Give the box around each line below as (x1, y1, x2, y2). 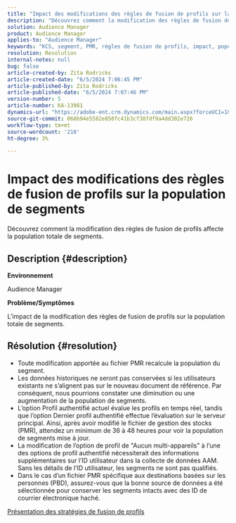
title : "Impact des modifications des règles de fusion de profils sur (7, 10, 221, 18)
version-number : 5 (7, 96, 61, 103)
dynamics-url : (7, 109, 49, 116)
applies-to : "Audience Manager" (7, 37, 102, 44)
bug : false (7, 63, 39, 70)
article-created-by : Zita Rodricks (7, 69, 112, 76)
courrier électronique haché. (17, 493, 100, 502)
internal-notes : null (7, 56, 71, 63)
